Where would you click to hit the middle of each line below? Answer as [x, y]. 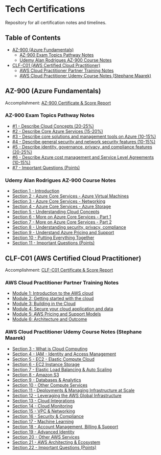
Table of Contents [33, 38]
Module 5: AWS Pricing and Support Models [57, 314]
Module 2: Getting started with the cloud [53, 299]
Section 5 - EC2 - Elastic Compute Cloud [53, 359]
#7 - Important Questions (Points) [46, 168]
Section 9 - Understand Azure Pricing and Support [63, 233]
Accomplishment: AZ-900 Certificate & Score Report [58, 103]
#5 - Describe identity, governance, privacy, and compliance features [82, 147]
